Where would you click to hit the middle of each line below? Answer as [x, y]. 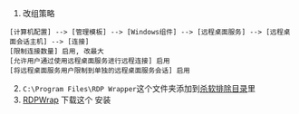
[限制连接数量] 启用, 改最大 [57, 52]
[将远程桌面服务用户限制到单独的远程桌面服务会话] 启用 [100, 71]
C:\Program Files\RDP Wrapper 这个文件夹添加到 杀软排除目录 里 [139, 88]
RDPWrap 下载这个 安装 [67, 100]
